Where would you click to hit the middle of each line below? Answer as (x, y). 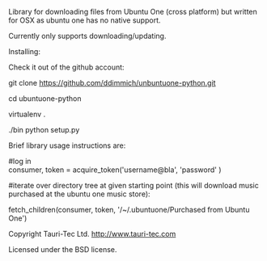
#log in (20, 161)
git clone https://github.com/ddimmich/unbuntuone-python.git (112, 83)
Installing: (24, 51)
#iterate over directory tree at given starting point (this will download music (133, 185)
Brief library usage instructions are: (67, 145)
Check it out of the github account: (66, 67)
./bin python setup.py (44, 130)
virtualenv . (27, 114)
